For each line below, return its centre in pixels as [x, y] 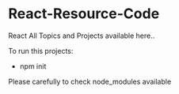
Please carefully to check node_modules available [90, 81]
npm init [33, 66]
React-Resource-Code [84, 14]
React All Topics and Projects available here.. [82, 36]
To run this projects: [41, 51]
